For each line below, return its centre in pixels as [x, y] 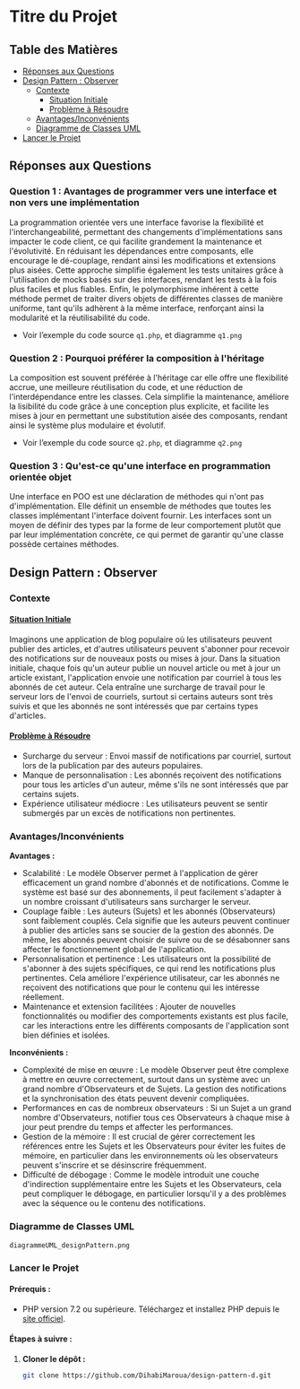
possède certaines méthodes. [64, 544]
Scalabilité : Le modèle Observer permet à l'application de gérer [140, 873]
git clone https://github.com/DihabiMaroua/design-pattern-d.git [146, 1375]
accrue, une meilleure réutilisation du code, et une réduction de [126, 386]
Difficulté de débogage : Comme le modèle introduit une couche [141, 1175]
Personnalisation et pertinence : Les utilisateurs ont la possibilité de [146, 959]
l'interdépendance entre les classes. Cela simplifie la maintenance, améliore [149, 396]
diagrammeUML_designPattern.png [69, 1245]
